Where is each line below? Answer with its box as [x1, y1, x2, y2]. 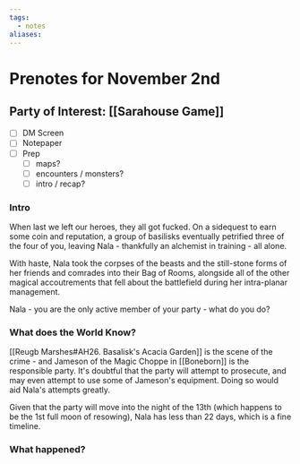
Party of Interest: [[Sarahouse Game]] [9, 104, 225, 119]
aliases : [9, 30, 42, 39]
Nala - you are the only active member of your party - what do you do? [9, 304, 270, 314]
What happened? [9, 443, 86, 456]
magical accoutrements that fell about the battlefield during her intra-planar [9, 277, 288, 288]
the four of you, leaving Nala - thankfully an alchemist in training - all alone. [9, 241, 287, 252]
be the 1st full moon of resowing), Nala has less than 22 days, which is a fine [9, 411, 292, 422]
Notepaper [21, 138, 63, 149]
